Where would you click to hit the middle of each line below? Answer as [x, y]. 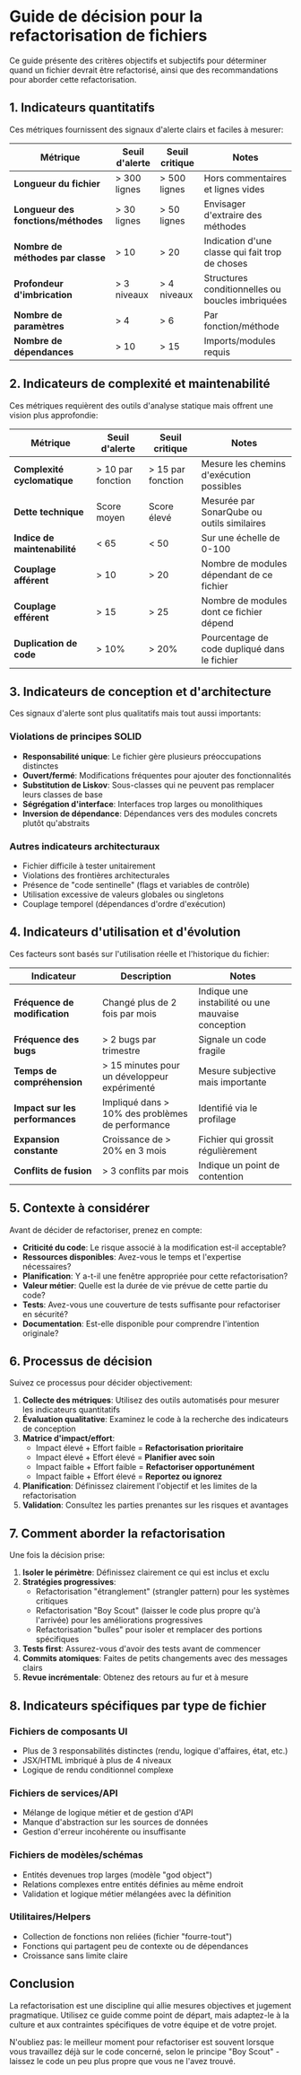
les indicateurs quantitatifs [71, 1410]
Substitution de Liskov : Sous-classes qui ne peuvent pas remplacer [148, 785]
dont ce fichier [232, 611]
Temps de [35, 1070]
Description [146, 976]
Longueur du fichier [57, 183]
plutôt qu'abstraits [56, 822]
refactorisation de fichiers [108, 35]
